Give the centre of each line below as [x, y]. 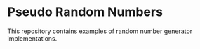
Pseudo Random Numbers [85, 12]
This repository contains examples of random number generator [100, 31]
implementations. [32, 38]
